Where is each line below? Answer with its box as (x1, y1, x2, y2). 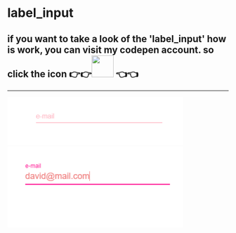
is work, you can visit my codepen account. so (7, 44, 214, 55)
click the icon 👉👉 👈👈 (7, 68, 138, 80)
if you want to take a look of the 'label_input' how (7, 33, 227, 45)
